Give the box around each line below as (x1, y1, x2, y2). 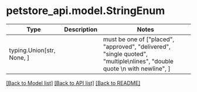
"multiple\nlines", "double (103, 57, 174, 65)
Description (64, 25, 98, 33)
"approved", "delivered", (103, 42, 171, 50)
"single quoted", (103, 50, 148, 58)
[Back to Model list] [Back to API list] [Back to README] (6, 79, 141, 86)
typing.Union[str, (9, 46, 56, 54)
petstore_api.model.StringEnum (6, 4, 165, 18)
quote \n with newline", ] (103, 64, 171, 73)
